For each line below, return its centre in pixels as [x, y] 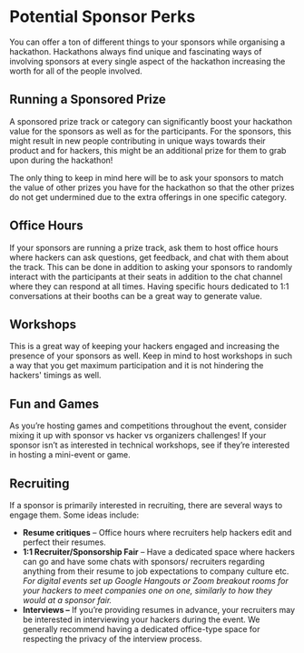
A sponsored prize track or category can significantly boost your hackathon [151, 121]
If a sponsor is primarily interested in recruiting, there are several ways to [146, 505]
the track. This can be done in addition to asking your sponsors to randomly [151, 266]
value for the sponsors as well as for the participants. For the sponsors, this [151, 131]
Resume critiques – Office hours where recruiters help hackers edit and [157, 532]
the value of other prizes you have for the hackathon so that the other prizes [152, 187]
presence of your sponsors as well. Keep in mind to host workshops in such [151, 356]
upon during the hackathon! [61, 160]
